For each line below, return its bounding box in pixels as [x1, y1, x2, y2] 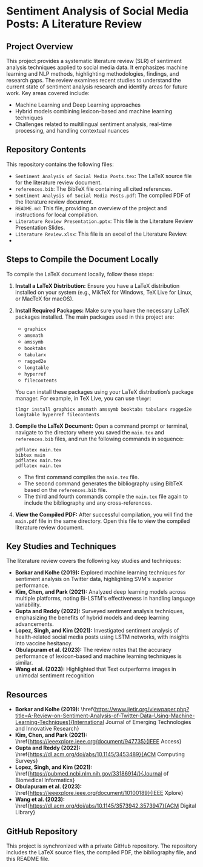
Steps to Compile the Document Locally [6, 254, 159, 265]
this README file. [6, 855, 50, 863]
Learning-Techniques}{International [15, 719, 104, 726]
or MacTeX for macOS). [15, 295, 74, 302]
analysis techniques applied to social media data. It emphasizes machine [6, 64, 188, 71]
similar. [15, 659, 33, 666]
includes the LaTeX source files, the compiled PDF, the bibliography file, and [6, 849, 197, 856]
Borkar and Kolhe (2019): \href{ [15, 706, 96, 713]
